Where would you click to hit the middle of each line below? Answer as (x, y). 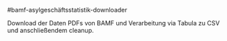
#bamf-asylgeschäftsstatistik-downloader (67, 10)
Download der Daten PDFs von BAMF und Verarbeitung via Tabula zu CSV (113, 23)
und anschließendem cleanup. (50, 30)
